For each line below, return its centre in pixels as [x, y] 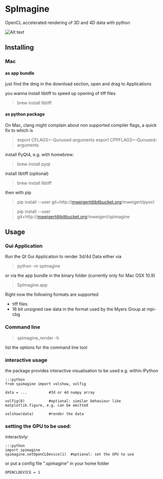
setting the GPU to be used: [38, 426]
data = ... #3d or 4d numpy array [50, 392]
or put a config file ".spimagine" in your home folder [57, 463]
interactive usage [26, 360]
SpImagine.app [32, 285]
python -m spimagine [39, 266]
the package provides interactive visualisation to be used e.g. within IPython [82, 370]
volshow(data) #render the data [44, 414]
